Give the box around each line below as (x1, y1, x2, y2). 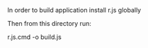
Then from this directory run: (7, 19, 92, 27)
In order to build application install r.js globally (7, 6, 142, 14)
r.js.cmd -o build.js (7, 33, 62, 41)
